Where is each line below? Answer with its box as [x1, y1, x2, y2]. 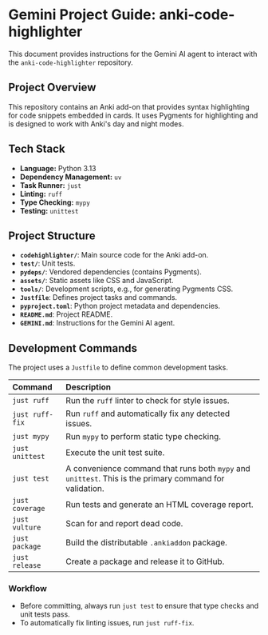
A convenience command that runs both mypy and [65, 463, 251, 474]
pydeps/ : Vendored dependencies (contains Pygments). [19, 267, 202, 277]
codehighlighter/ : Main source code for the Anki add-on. [19, 250, 209, 260]
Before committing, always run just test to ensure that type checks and [19, 601, 259, 611]
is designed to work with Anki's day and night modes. [8, 118, 184, 129]
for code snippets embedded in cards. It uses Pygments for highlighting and [8, 110, 258, 120]
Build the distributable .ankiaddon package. [65, 537, 227, 549]
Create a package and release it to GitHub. [65, 556, 225, 567]
